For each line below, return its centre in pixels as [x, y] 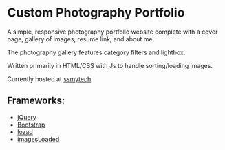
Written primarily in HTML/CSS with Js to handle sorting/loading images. [110, 65]
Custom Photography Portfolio [96, 13]
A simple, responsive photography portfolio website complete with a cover [112, 32]
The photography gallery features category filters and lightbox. [96, 52]
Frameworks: [36, 101]
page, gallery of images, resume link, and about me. [81, 39]
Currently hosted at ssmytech [49, 79]
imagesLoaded [38, 139]
